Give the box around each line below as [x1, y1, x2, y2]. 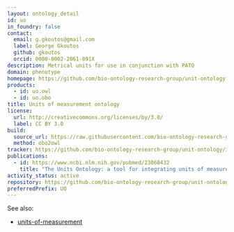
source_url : [13, 133, 49, 140]
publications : [7, 153, 49, 160]
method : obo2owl [13, 140, 61, 147]
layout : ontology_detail [7, 10, 79, 17]
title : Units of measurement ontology [7, 101, 120, 108]
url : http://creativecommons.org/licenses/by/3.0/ [13, 114, 164, 121]
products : [7, 82, 36, 88]
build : [7, 127, 26, 134]
